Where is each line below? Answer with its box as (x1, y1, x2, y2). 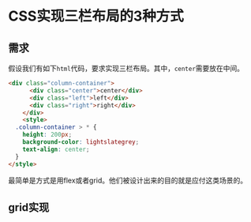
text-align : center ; (22, 145, 90, 153)
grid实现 (8, 201, 50, 214)
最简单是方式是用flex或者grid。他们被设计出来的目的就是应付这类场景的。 (8, 175, 248, 185)
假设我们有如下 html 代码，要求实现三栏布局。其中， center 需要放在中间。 (8, 64, 245, 73)
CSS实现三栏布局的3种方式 (8, 7, 184, 25)
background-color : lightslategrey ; (22, 138, 140, 146)
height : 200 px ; (22, 131, 73, 139)
